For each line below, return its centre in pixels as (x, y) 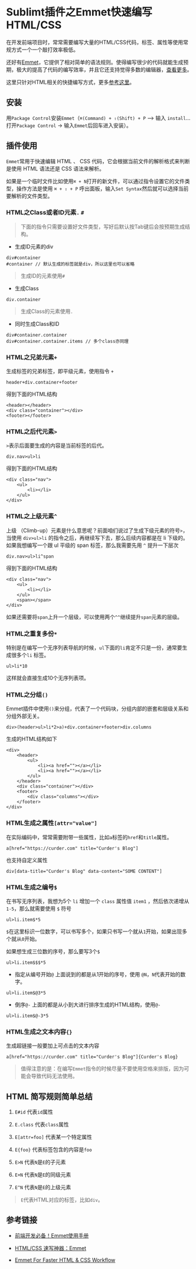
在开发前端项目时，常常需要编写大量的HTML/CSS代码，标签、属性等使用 (95, 42)
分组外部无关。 (24, 716)
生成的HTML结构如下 (32, 739)
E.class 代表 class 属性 (42, 1125)
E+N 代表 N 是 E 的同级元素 (43, 1175)
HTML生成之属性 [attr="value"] (52, 823)
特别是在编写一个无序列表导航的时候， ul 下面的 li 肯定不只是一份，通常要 (94, 648)
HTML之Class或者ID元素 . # (45, 212)
